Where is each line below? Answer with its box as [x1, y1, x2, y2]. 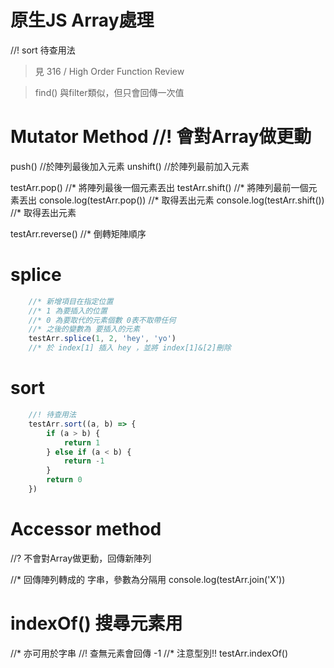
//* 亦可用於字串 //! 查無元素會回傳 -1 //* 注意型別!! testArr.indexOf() [10, 647, 289, 659]
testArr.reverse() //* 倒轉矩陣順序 [10, 227, 147, 240]
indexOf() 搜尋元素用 [10, 612, 183, 635]
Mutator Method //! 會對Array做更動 [10, 126, 312, 148]
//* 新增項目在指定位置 [28, 296, 114, 306]
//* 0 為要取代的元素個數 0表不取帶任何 [28, 315, 177, 325]
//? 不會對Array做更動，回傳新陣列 [10, 552, 152, 564]
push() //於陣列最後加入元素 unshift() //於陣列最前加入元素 [10, 160, 250, 172]
